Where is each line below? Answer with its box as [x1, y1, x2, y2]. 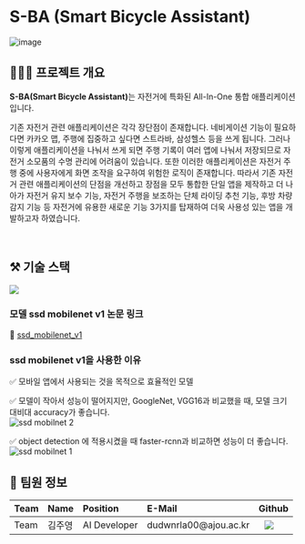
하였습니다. [40, 212, 80, 224]
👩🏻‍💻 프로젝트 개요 [9, 65, 106, 81]
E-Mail [147, 502, 178, 515]
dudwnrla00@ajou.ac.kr [147, 519, 250, 531]
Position [82, 502, 119, 515]
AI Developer [82, 519, 138, 531]
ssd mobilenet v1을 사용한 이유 [9, 353, 142, 366]
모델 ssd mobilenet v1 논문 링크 [9, 307, 144, 320]
